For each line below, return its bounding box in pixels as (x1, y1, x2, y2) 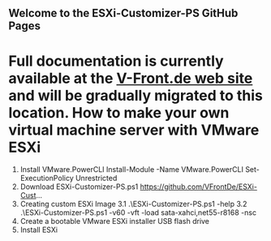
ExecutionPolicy (19, 174, 75, 183)
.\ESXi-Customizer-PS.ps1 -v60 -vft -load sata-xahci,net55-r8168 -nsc (19, 208, 257, 217)
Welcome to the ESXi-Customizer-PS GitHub (8, 6, 239, 20)
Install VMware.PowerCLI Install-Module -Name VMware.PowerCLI (19, 165, 243, 174)
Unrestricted (75, 174, 118, 183)
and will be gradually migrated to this (8, 86, 264, 105)
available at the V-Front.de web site (8, 69, 253, 88)
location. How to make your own (8, 103, 230, 122)
